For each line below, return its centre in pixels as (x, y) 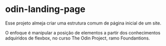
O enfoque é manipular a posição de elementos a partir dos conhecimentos (83, 32)
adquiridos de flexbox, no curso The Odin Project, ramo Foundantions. (77, 38)
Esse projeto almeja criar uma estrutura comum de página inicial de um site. (83, 23)
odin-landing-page (45, 9)
